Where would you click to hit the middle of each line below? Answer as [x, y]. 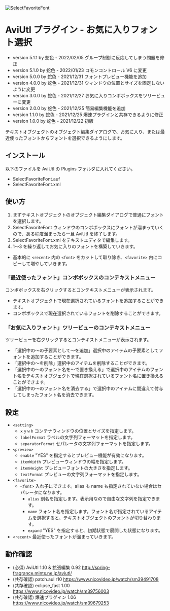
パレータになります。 [42, 492]
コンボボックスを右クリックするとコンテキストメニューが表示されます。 [80, 290]
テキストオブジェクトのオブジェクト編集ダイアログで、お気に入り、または [83, 131]
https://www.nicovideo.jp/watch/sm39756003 [61, 591]
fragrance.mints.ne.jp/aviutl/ [42, 573]
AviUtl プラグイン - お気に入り [68, 30]
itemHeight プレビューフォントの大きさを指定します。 [76, 468]
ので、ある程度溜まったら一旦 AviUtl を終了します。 [66, 234]
